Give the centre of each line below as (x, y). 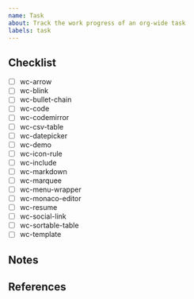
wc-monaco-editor (50, 198)
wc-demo (35, 145)
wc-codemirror (44, 118)
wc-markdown (43, 171)
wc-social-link (43, 216)
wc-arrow (36, 82)
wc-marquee (40, 181)
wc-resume (38, 208)
